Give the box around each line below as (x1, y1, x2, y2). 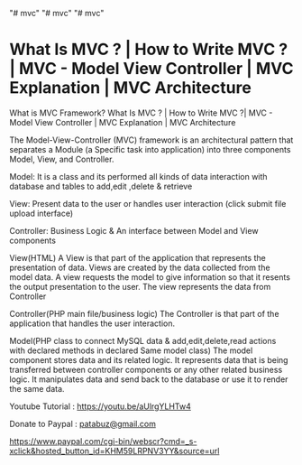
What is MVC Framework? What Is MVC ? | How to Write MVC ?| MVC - (9, 107, 273, 118)
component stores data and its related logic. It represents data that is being (9, 354, 288, 365)
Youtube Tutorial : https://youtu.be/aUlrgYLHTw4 (9, 401, 191, 412)
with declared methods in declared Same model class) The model (9, 345, 253, 356)
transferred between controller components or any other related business (9, 364, 283, 375)
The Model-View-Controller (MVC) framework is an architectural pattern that (9, 135, 294, 145)
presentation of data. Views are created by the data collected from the (9, 262, 270, 273)
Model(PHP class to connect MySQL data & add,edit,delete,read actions (9, 335, 277, 346)
